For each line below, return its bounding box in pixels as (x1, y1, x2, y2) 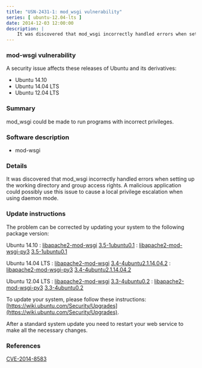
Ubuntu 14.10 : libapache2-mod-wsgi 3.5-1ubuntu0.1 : (6, 242, 138, 249)
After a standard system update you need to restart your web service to (6, 320, 184, 327)
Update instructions (6, 210, 66, 218)
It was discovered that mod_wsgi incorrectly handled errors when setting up (6, 175, 195, 182)
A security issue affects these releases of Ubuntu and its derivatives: (6, 64, 177, 72)
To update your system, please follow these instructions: (6, 296, 146, 303)
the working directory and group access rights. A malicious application (6, 182, 182, 189)
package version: (6, 229, 49, 237)
